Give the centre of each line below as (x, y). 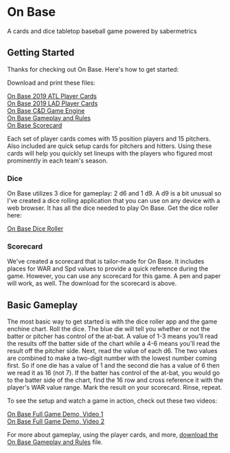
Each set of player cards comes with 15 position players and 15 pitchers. (109, 138)
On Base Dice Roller (35, 229)
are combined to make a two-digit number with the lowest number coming (112, 358)
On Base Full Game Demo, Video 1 (55, 414)
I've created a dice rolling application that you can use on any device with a (114, 201)
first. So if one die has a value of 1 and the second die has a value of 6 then (113, 366)
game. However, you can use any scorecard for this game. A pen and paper (114, 276)
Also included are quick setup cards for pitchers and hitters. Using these (110, 146)
